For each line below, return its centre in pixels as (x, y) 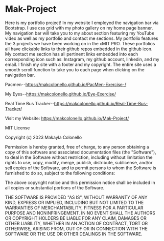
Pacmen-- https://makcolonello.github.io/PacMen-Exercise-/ (66, 84)
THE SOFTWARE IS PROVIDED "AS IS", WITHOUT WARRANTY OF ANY (76, 197)
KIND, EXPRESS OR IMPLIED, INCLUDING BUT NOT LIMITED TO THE (74, 202)
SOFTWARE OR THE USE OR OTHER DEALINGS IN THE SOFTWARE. (74, 234)
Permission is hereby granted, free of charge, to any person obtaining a (77, 147)
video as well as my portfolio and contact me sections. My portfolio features (82, 38)
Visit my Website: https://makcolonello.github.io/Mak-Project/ (67, 118)
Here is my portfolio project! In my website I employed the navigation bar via (82, 23)
